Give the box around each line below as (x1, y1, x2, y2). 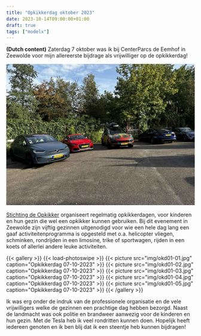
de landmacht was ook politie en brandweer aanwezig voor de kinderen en (6, 311, 190, 318)
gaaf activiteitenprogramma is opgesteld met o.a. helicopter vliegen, (6, 230, 175, 237)
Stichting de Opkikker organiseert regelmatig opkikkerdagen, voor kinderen (6, 211, 192, 218)
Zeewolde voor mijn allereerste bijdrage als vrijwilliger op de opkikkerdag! (6, 52, 188, 59)
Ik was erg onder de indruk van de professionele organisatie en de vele (6, 298, 181, 305)
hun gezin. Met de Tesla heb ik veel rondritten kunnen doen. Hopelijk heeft (6, 317, 190, 324)
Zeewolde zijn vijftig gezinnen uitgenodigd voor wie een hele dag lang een (6, 224, 190, 231)
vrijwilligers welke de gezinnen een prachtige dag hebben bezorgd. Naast (6, 304, 188, 311)
